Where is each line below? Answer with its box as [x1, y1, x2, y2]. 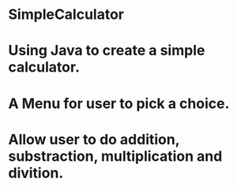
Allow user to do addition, [8, 130, 180, 148]
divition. [8, 164, 64, 182]
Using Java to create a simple [8, 42, 205, 60]
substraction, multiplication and [8, 147, 223, 165]
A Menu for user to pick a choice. [8, 95, 230, 112]
